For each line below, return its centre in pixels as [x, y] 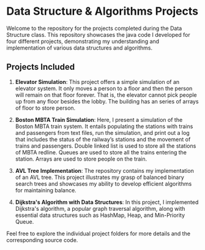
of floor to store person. [45, 108]
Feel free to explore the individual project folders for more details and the [99, 233]
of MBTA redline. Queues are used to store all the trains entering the [101, 152]
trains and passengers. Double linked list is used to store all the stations [106, 146]
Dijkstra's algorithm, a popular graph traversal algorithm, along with [100, 208]
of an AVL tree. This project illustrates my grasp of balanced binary [100, 177]
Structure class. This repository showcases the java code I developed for [99, 34]
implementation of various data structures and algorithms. [80, 48]
